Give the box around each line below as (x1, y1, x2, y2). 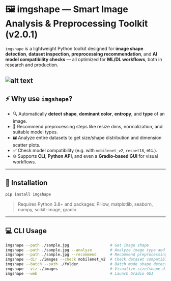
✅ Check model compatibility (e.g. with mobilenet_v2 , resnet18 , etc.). (12, 148, 158, 154)
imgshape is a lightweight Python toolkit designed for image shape (5, 45, 144, 51)
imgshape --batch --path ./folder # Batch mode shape (5, 262, 152, 267)
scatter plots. (12, 142, 41, 148)
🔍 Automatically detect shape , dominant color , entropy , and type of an (12, 111, 165, 117)
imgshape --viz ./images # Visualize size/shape (5, 266, 160, 272)
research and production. (5, 62, 59, 68)
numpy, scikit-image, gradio (17, 206, 77, 212)
